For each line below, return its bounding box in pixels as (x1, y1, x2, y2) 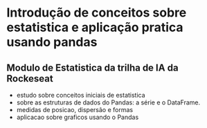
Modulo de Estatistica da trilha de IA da (6, 62, 179, 73)
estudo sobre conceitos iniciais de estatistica (16, 91, 146, 99)
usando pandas (6, 35, 98, 50)
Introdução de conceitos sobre (6, 5, 187, 21)
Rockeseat (6, 73, 53, 84)
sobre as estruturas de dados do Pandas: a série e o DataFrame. (16, 98, 201, 107)
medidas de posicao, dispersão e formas (16, 106, 133, 113)
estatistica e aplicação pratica (6, 19, 183, 35)
